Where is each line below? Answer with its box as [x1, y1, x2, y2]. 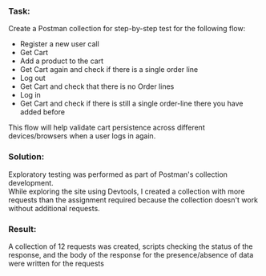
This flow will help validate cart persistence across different [8, 122, 206, 133]
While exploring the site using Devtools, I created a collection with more [8, 186, 245, 196]
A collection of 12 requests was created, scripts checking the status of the [8, 242, 253, 251]
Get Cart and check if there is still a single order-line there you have [19, 98, 244, 109]
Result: [8, 223, 37, 234]
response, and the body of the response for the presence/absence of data [8, 250, 254, 259]
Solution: [8, 151, 45, 162]
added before [19, 107, 66, 117]
